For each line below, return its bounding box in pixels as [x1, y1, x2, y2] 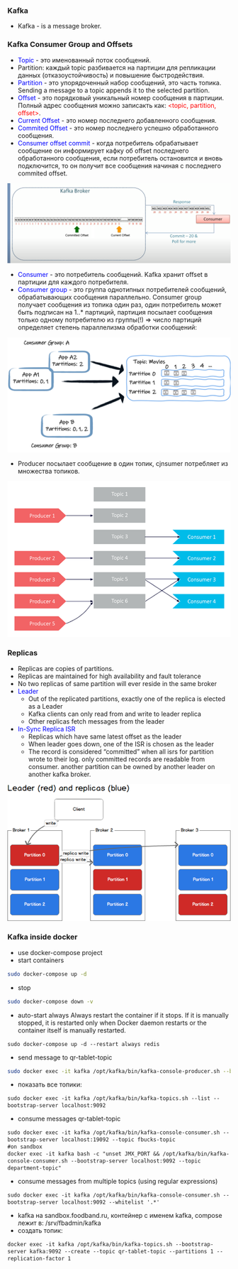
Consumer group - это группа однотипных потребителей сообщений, [17, 285, 227, 293]
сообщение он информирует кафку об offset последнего [17, 146, 189, 155]
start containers [17, 956, 64, 964]
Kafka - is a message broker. [17, 22, 102, 31]
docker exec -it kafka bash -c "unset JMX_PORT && [7, 1150, 160, 1158]
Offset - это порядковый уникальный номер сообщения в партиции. [17, 93, 225, 102]
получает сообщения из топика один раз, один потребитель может [17, 300, 222, 309]
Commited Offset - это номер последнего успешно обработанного [17, 124, 219, 132]
